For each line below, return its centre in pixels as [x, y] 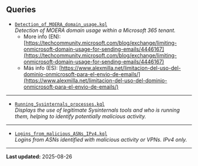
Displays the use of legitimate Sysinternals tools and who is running [97, 110]
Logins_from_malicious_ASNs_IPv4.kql [61, 134]
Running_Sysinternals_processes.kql [60, 104]
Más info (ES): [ [42, 68]
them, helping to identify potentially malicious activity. [80, 116]
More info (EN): [42, 36]
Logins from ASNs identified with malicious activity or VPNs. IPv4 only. [101, 139]
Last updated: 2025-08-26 [39, 157]
